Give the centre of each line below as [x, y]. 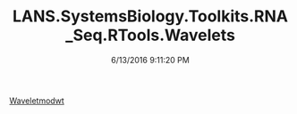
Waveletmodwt [37, 101]
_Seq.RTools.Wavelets [150, 35]
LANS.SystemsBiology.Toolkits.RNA [150, 16]
